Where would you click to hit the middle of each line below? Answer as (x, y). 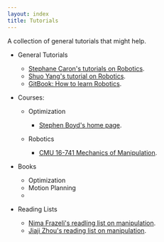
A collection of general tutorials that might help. (77, 41)
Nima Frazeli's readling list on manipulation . (92, 223)
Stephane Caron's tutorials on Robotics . (86, 68)
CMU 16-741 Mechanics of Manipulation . (98, 152)
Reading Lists (38, 209)
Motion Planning (52, 188)
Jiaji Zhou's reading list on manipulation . (87, 230)
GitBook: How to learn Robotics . (75, 83)
